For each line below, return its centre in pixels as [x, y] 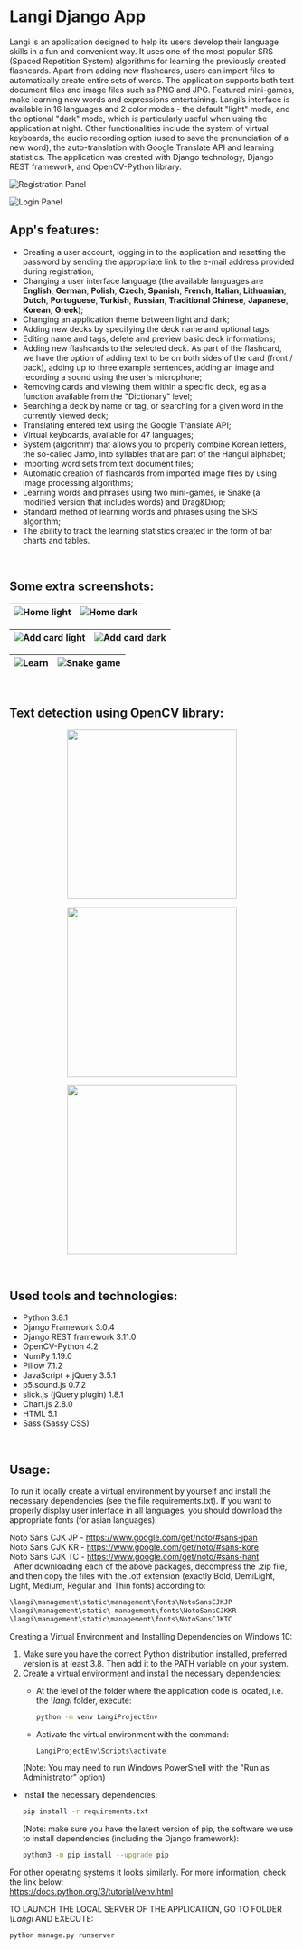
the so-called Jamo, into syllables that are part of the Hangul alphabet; [154, 453]
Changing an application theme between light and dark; [126, 319]
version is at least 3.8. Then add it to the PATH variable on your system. [156, 1663]
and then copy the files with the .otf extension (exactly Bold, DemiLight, [142, 1576]
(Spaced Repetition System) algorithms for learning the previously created [148, 61]
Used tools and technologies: [94, 1296]
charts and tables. [56, 540]
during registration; [58, 271]
